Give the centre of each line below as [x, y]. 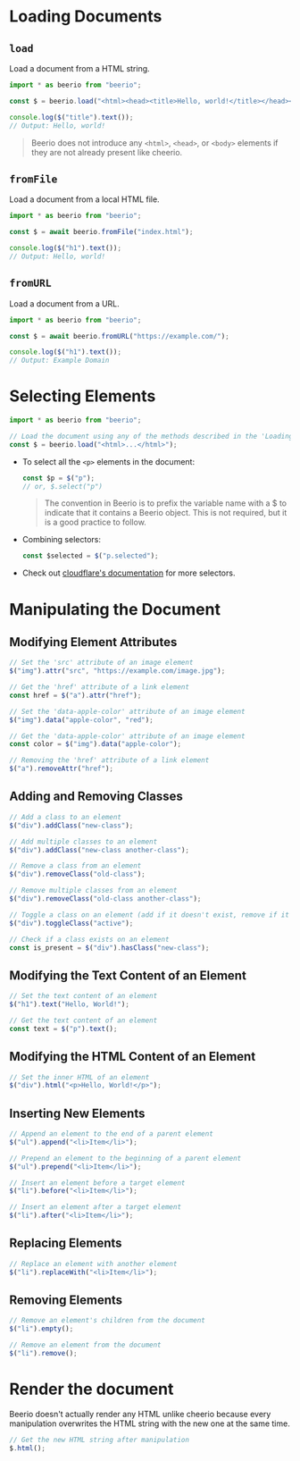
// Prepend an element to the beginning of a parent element [125, 1158]
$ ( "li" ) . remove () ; [43, 1354]
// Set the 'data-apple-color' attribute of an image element [127, 711]
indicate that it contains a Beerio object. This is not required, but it [166, 513]
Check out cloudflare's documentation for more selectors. [129, 573]
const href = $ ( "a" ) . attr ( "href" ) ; [75, 695]
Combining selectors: [61, 540]
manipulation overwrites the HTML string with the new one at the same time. [150, 1423]
